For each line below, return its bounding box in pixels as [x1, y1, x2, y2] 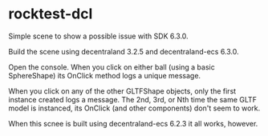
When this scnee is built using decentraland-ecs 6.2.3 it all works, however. [8, 118, 258, 128]
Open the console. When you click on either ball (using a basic [8, 62, 215, 72]
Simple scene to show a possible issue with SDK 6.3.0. [8, 31, 189, 41]
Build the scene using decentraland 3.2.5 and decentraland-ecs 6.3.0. [8, 46, 239, 56]
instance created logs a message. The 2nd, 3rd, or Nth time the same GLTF [8, 94, 257, 104]
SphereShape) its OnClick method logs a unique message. [8, 70, 201, 80]
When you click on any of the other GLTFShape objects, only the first [8, 86, 237, 96]
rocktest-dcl [8, 5, 93, 23]
